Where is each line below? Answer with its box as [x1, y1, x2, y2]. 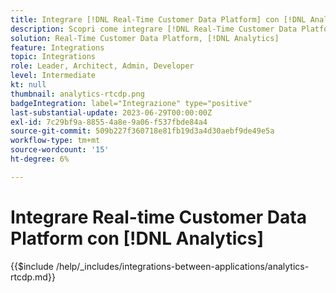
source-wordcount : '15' [10, 145, 110, 155]
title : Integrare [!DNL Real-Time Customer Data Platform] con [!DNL [10, 14, 307, 25]
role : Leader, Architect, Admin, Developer [10, 61, 195, 71]
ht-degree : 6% [10, 154, 70, 164]
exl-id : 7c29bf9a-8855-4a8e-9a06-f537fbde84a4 [10, 117, 208, 127]
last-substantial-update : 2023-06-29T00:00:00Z [10, 107, 213, 118]
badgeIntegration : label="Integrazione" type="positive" [10, 98, 253, 108]
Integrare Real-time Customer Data [10, 206, 307, 228]
